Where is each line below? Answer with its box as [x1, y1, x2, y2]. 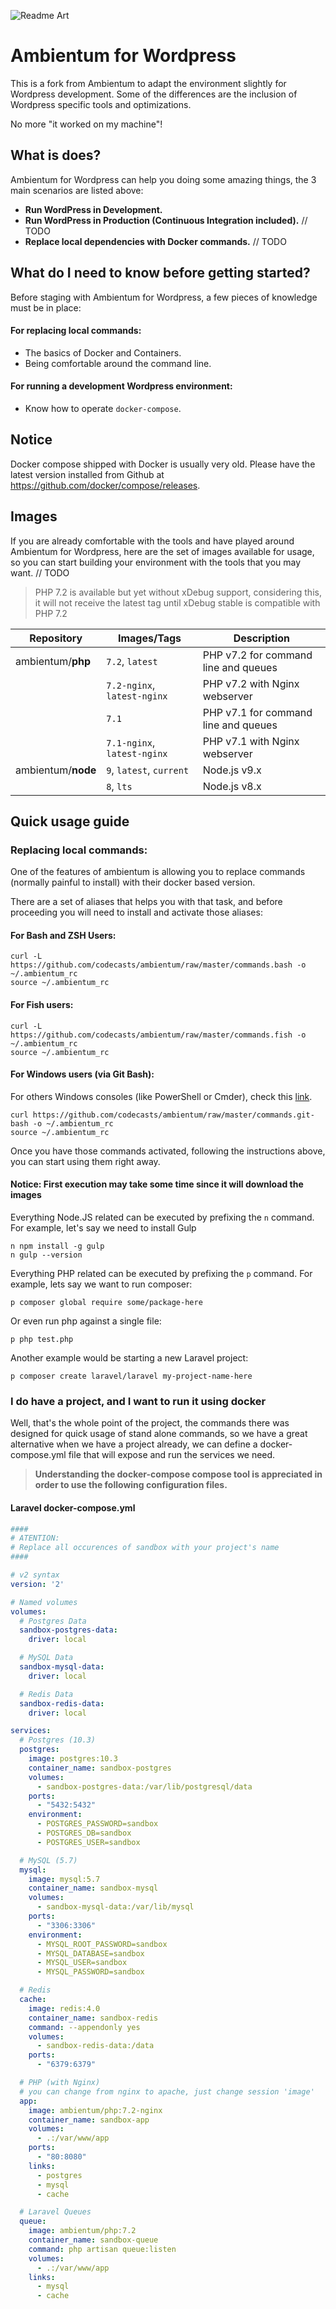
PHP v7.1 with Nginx [202, 734, 300, 748]
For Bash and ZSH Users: [10, 929, 117, 941]
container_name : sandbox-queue [28, 2235, 159, 2245]
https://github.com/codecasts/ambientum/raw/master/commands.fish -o [10, 1030, 307, 1040]
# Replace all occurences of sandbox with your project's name [10, 1543, 280, 1553]
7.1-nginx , [106, 735, 156, 749]
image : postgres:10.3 [28, 1754, 118, 1764]
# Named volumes [10, 1597, 78, 1607]
